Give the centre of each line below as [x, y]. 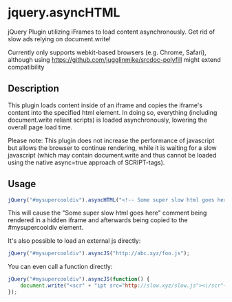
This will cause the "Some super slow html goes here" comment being [107, 213]
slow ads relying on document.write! [59, 39]
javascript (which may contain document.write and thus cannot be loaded [112, 155]
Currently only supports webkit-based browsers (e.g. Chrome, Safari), [107, 52]
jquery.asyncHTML [64, 13]
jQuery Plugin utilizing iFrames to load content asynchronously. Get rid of [112, 32]
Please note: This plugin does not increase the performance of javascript [111, 140]
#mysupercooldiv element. [46, 228]
